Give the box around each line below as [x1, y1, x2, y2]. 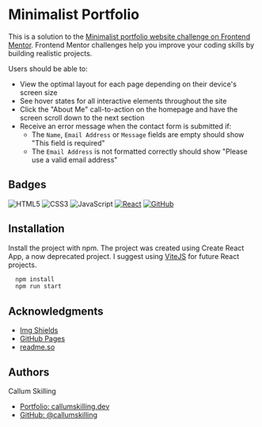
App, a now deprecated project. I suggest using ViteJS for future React [8, 251, 240, 261]
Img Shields [19, 326, 59, 335]
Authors [8, 365, 50, 379]
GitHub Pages [19, 334, 66, 344]
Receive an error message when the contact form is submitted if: [19, 121, 232, 131]
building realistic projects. [8, 48, 93, 58]
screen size [19, 87, 58, 97]
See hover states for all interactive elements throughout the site [19, 96, 227, 105]
